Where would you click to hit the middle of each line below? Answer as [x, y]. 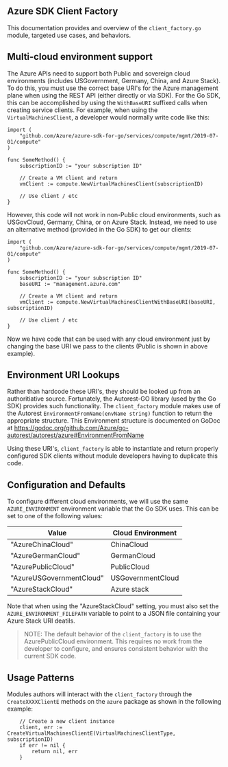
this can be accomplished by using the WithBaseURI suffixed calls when [107, 102]
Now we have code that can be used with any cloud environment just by [109, 339]
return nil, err [55, 752]
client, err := [41, 728]
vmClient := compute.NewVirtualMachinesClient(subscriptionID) [112, 184]
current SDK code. [50, 656]
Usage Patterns [41, 677]
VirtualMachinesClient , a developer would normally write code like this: [109, 117]
